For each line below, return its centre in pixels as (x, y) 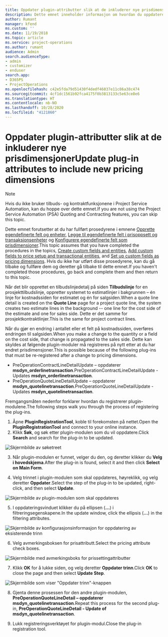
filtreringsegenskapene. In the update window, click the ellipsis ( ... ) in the (87, 513)
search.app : (17, 75)
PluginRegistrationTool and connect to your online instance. (75, 427)
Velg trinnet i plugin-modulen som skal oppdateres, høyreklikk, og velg (85, 477)
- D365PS (14, 80)
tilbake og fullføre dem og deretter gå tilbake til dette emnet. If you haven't (81, 266)
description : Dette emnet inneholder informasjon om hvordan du (73, 15)
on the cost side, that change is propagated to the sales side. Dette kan (79, 339)
